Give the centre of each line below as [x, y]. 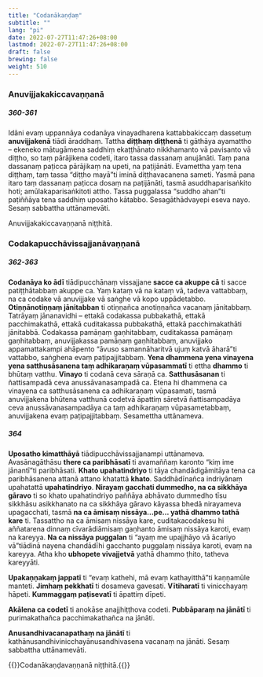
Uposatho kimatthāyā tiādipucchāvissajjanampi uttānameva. [107, 454]
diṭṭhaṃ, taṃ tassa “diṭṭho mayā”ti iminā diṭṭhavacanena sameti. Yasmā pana [131, 175]
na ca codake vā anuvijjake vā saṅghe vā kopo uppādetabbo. [107, 299]
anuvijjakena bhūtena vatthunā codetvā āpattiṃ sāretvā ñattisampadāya [124, 399]
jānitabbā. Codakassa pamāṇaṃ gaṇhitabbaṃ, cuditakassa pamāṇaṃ [121, 332]
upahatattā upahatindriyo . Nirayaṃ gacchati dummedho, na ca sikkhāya [128, 487]
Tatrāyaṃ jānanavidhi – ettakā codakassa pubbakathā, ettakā [107, 315]
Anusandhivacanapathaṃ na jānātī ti [69, 633]
